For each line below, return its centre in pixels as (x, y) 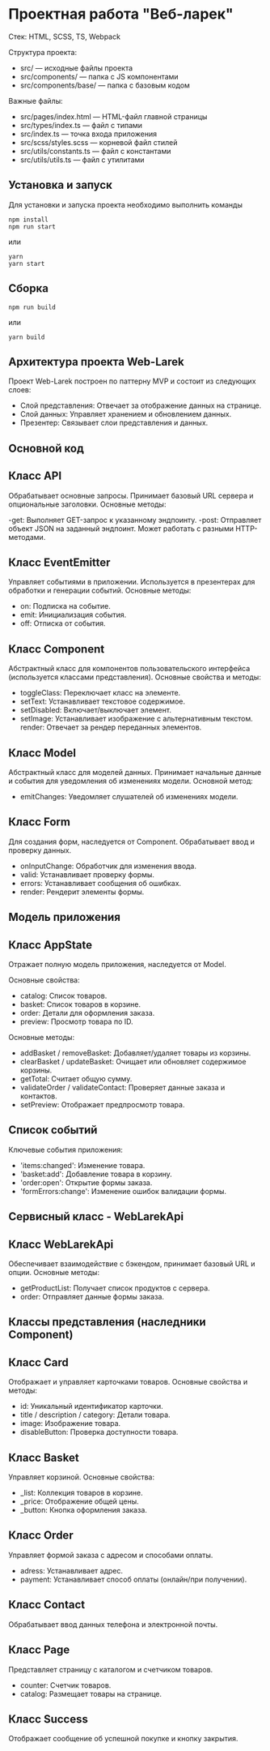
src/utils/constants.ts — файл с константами (95, 151)
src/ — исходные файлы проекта (76, 68)
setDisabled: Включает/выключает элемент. (96, 710)
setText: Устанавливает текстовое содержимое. (103, 701)
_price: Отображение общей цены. (79, 1501)
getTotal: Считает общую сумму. (76, 1079)
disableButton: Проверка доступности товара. (99, 1432)
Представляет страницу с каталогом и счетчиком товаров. (111, 1669)
